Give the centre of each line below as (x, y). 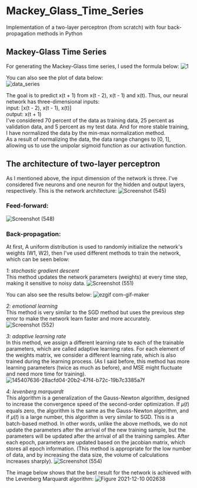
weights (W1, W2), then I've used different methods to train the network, (94, 253)
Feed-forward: (27, 206)
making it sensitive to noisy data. (46, 283)
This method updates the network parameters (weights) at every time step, (97, 277)
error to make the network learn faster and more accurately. (79, 319)
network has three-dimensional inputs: (53, 101)
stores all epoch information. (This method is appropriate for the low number (99, 449)
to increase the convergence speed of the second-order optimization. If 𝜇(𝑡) (98, 404)
